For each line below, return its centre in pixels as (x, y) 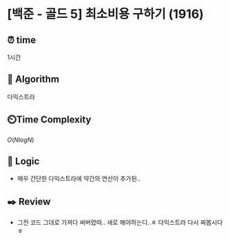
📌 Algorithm (33, 79)
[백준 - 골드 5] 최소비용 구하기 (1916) (106, 14)
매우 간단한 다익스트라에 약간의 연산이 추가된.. (79, 179)
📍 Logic (23, 161)
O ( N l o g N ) (21, 140)
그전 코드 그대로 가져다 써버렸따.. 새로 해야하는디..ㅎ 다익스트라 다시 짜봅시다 (120, 222)
